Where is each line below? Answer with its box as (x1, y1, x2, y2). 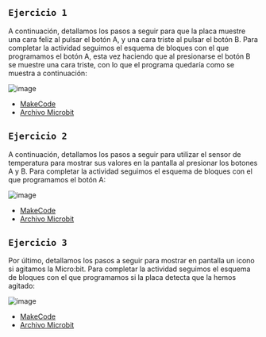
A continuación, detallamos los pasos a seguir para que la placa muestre (8, 26, 246, 36)
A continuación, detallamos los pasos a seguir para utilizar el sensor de (8, 149, 241, 159)
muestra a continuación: (8, 68, 87, 78)
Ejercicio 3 (8, 237, 67, 249)
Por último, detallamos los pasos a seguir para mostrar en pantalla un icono (8, 256, 256, 266)
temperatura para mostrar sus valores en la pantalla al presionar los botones (8, 158, 258, 167)
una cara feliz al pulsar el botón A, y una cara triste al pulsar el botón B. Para (8, 34, 258, 44)
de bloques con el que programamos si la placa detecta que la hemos (8, 273, 237, 282)
